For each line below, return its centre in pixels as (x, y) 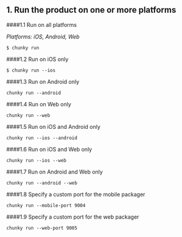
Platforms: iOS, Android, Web (43, 37)
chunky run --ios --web (37, 160)
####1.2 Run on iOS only (37, 59)
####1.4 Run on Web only (39, 104)
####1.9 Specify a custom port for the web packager (73, 217)
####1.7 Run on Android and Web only (55, 172)
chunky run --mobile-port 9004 (46, 205)
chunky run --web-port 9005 (42, 228)
